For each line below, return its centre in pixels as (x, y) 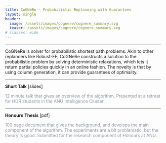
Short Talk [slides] (24, 86)
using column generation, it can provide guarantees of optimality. (71, 72)
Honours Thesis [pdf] (28, 115)
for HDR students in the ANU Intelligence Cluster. (55, 101)
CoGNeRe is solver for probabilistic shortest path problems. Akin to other (80, 51)
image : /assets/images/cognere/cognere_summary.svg (64, 23)
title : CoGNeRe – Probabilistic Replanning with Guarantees (68, 10)
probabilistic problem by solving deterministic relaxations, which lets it (77, 62)
